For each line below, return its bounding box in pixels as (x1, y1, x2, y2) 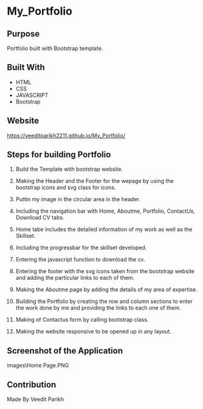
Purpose (7, 29, 40, 39)
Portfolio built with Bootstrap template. (7, 44, 103, 52)
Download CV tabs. (15, 214, 64, 221)
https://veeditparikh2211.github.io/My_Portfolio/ (7, 132, 126, 139)
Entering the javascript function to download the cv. (15, 256, 145, 263)
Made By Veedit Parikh (7, 396, 64, 403)
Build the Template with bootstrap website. (15, 166, 123, 173)
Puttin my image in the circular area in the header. (15, 196, 140, 203)
